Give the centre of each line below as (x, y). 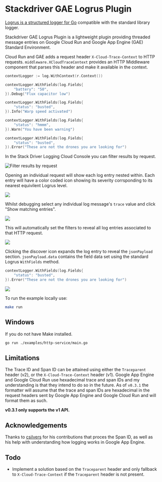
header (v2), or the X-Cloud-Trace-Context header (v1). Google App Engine (80, 375)
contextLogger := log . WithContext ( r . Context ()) (54, 76)
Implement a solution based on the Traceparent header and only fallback (84, 469)
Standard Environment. (28, 47)
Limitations (22, 358)
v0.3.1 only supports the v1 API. (37, 410)
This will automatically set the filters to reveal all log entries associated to (78, 228)
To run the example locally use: (36, 298)
